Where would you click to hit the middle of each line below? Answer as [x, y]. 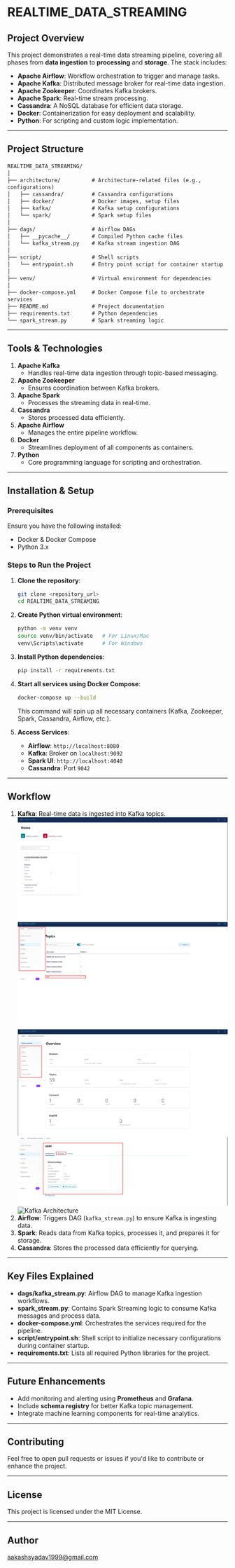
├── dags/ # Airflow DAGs [72, 229]
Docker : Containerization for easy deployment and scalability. [106, 113]
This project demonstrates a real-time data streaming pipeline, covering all [115, 55]
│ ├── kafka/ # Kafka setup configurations [93, 208]
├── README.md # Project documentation [86, 306]
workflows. [34, 1300]
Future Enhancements [57, 1382]
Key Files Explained [51, 1276]
